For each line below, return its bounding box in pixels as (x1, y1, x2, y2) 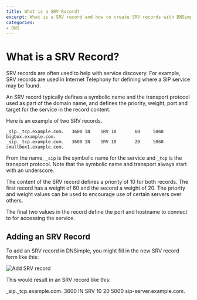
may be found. (6, 82, 41, 89)
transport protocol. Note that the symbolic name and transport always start (6, 161, 187, 168)
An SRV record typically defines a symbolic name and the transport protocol (6, 93, 190, 100)
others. (6, 197, 23, 204)
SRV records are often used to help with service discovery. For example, (6, 70, 181, 77)
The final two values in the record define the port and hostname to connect (6, 208, 188, 215)
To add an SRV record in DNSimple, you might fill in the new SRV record (6, 247, 179, 254)
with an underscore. (6, 167, 55, 174)
